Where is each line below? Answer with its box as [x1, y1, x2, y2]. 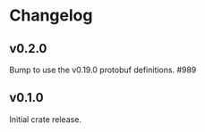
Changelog [9, 5, 93, 26]
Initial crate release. [9, 113, 82, 125]
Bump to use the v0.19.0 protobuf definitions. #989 [9, 64, 197, 75]
